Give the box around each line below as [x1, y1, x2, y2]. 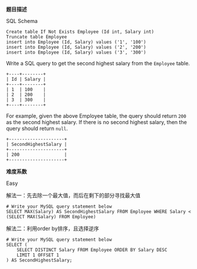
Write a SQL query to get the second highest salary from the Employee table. [6, 60, 191, 67]
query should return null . [6, 125, 68, 132]
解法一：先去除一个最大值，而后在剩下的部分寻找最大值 [6, 192, 140, 199]
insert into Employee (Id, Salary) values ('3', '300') [6, 49, 146, 55]
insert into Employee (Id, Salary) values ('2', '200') [6, 44, 146, 50]
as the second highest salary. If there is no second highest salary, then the [6, 119, 187, 125]
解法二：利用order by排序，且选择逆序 [6, 225, 99, 232]
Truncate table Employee [6, 34, 67, 40]
